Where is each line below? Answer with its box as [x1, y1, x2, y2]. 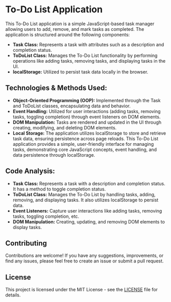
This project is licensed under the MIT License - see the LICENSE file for [5, 287, 158, 293]
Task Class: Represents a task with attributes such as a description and [12, 41, 164, 47]
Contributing [5, 239, 47, 248]
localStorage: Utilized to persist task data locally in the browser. [12, 68, 148, 75]
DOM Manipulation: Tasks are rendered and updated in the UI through [12, 119, 162, 125]
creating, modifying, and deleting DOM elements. [12, 124, 117, 130]
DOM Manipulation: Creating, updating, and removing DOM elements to [12, 218, 165, 224]
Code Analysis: [5, 167, 55, 176]
